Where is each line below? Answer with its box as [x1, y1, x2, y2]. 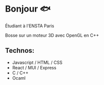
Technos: [5, 46, 35, 55]
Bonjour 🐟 [5, 3, 51, 15]
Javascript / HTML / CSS [12, 59, 63, 65]
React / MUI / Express [12, 64, 56, 70]
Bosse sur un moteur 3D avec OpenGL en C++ [5, 32, 99, 38]
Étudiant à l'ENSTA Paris [5, 22, 54, 29]
